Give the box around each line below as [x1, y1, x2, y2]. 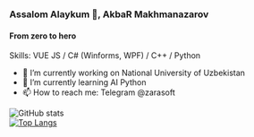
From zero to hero [9, 30, 77, 41]
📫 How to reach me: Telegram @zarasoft [21, 87, 176, 98]
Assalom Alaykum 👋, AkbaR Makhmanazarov [9, 8, 209, 21]
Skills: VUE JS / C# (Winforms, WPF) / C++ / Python [9, 50, 201, 61]
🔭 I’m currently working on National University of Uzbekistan [21, 67, 246, 79]
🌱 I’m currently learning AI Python [21, 77, 147, 88]
